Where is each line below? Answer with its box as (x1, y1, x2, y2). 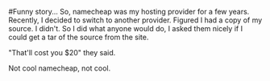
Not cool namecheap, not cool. (8, 63, 111, 73)
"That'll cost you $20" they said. (8, 48, 116, 57)
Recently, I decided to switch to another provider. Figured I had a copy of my (8, 15, 263, 25)
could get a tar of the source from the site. (8, 32, 149, 42)
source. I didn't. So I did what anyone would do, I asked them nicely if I (8, 24, 243, 33)
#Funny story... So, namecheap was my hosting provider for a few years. (8, 7, 250, 16)
